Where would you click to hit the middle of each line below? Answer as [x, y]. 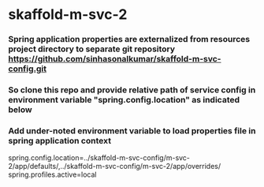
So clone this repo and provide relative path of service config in [132, 90]
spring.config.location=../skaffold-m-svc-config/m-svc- [99, 158]
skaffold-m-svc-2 [68, 15]
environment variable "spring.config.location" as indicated [124, 100]
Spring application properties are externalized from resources [129, 39]
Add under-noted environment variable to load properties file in [132, 130]
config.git [28, 69]
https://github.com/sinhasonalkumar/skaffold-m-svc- [115, 59]
